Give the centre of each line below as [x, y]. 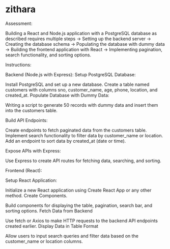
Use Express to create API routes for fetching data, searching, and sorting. [83, 161]
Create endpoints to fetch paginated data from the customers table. [76, 130]
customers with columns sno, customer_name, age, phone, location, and [81, 89]
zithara [20, 9]
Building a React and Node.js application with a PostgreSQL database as [81, 33]
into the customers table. [31, 110]
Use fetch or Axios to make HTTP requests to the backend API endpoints [81, 221]
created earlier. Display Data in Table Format [52, 226]
